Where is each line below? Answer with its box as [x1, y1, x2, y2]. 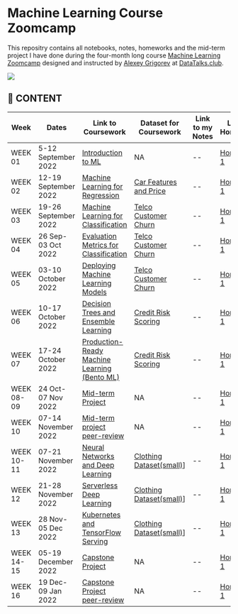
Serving [81, 536, 108, 546]
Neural [81, 442, 105, 452]
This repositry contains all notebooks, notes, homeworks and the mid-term [7, 43, 225, 52]
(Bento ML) [81, 372, 120, 382]
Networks [81, 451, 115, 461]
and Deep [81, 460, 115, 470]
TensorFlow [81, 527, 122, 537]
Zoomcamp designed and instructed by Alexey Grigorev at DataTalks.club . [7, 58, 225, 67]
